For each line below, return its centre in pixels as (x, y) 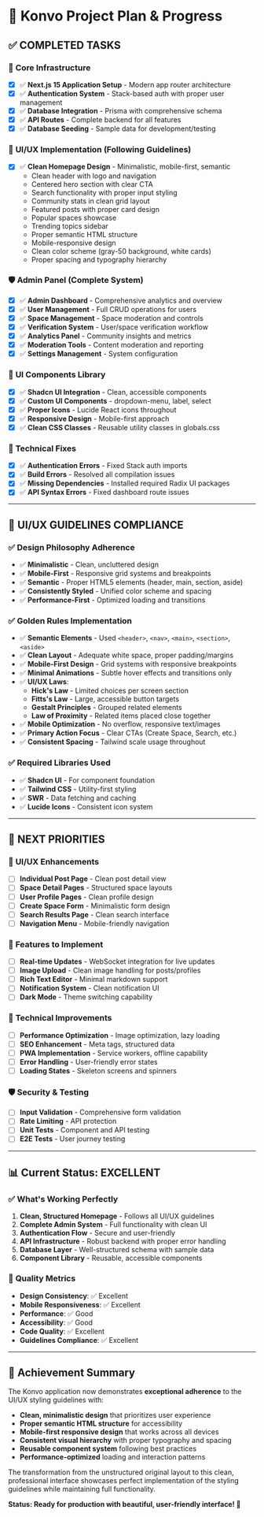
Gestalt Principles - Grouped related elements (106, 708)
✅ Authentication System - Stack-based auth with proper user (122, 93)
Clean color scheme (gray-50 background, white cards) (121, 251)
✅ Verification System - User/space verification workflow (114, 327)
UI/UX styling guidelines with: (56, 1400)
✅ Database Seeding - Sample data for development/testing (117, 128)
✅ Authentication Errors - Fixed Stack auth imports (103, 466)
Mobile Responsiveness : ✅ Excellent (80, 1304)
